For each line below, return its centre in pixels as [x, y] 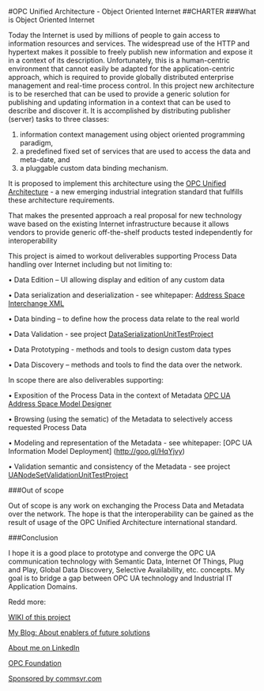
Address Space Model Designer [60, 404]
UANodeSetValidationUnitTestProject [68, 475]
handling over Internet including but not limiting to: [90, 264]
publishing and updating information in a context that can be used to [119, 102]
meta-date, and [45, 160]
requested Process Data [47, 427]
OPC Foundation [35, 663]
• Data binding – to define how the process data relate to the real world [124, 319]
